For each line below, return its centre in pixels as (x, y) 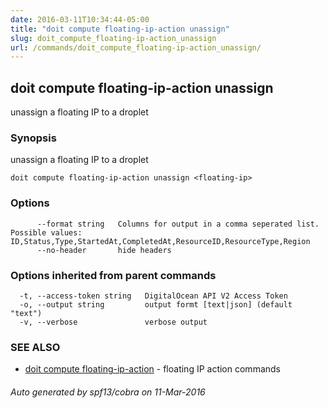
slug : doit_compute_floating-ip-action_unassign (113, 38)
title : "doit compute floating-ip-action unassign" (120, 29)
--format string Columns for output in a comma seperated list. (178, 224)
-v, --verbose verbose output (113, 322)
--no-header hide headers (104, 250)
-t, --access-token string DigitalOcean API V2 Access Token (153, 296)
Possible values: (46, 232)
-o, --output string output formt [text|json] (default (156, 304)
